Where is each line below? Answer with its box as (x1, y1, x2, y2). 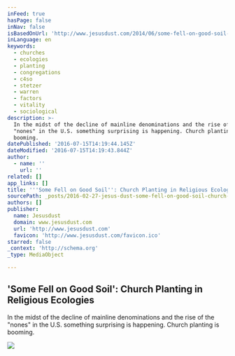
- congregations (13, 69, 61, 76)
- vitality (13, 102, 45, 109)
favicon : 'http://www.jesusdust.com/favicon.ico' (13, 232, 161, 239)
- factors (13, 95, 42, 102)
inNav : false (7, 23, 45, 30)
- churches (13, 50, 45, 57)
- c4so (13, 75, 33, 83)
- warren (13, 88, 39, 95)
